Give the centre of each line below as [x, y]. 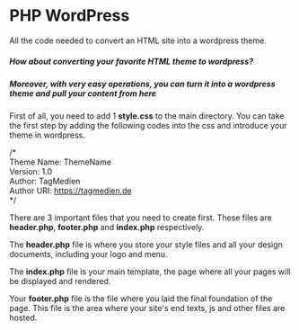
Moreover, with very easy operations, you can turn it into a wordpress [142, 84]
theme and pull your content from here [83, 93]
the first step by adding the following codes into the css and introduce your [148, 126]
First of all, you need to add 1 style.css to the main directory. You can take [147, 116]
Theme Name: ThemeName [61, 162]
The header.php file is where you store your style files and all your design [146, 245]
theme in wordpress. [47, 135]
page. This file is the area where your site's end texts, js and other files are [147, 308]
